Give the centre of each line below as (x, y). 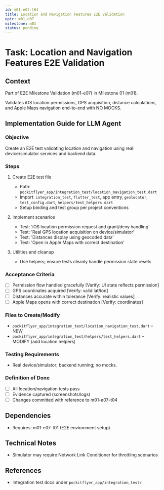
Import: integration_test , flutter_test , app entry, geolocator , (84, 197)
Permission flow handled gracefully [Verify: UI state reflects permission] (85, 285)
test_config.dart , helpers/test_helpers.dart (66, 203)
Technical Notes (31, 443)
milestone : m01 (21, 23)
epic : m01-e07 (20, 19)
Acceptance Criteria (30, 275)
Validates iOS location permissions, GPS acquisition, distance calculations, (81, 103)
